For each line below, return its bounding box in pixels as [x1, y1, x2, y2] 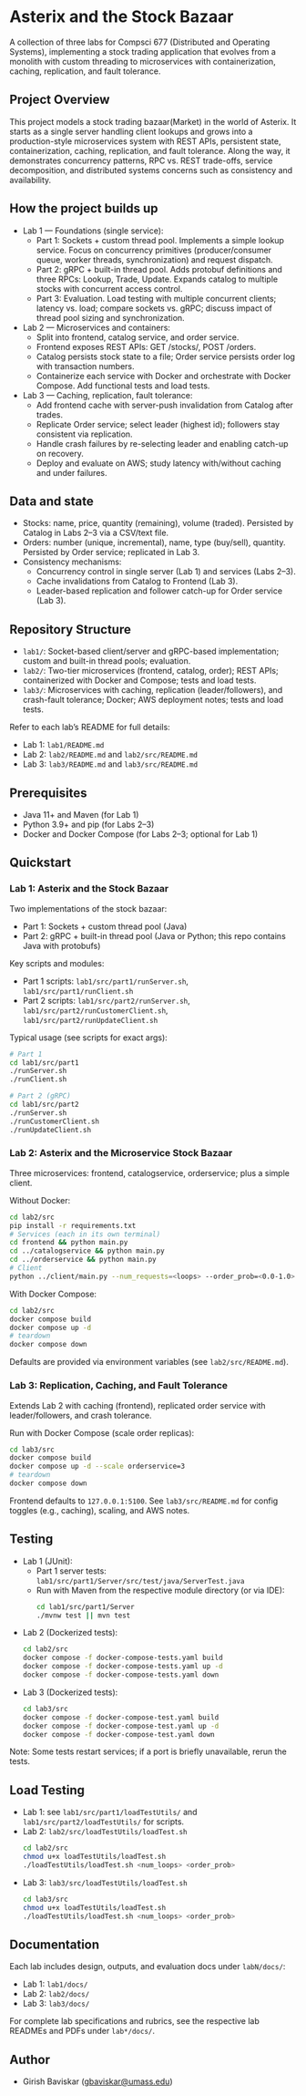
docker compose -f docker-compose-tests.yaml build [22, 1653, 223, 1663]
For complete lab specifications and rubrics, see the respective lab [9, 2016, 260, 2027]
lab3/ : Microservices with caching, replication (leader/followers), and [22, 685, 283, 696]
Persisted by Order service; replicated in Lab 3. [22, 547, 200, 558]
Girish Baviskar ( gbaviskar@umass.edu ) [22, 2076, 173, 2087]
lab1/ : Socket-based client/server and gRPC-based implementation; [22, 645, 280, 657]
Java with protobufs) [22, 940, 101, 951]
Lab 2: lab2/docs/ [22, 1988, 90, 1999]
